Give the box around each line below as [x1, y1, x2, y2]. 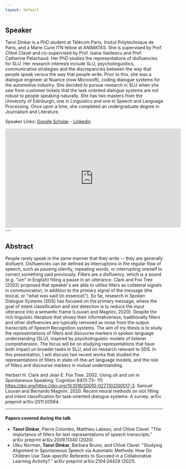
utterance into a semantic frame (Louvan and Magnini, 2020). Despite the [5, 309, 157, 315]
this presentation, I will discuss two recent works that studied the [5, 352, 139, 358]
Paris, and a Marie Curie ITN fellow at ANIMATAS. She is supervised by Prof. [5, 45, 162, 51]
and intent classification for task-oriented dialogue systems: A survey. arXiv [5, 394, 161, 400]
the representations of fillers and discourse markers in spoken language [5, 330, 154, 336]
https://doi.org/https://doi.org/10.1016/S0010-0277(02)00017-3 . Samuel [5, 383, 153, 389]
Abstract [5, 242, 34, 251]
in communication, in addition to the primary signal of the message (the [5, 287, 153, 293]
